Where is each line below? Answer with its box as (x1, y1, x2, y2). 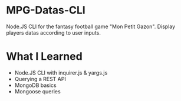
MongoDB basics (14, 82, 57, 89)
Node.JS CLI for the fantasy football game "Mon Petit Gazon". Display (6, 23, 176, 30)
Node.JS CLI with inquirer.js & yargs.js (14, 69, 108, 76)
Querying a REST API (14, 75, 66, 82)
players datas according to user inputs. (6, 29, 101, 36)
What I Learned (6, 50, 83, 63)
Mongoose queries (14, 87, 61, 95)
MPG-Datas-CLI (6, 4, 85, 17)
